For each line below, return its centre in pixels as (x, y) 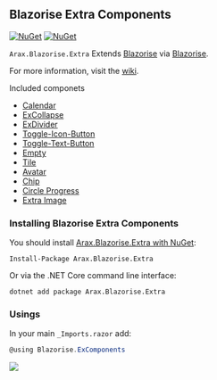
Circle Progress (50, 190)
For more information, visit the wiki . (74, 70)
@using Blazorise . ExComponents (67, 350)
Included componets (47, 87)
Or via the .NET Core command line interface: (93, 276)
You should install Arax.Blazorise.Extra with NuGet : (103, 243)
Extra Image (44, 200)
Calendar (39, 105)
